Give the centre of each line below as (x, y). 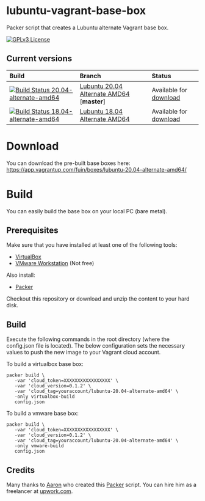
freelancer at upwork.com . (40, 491)
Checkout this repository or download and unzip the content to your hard (98, 299)
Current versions (39, 59)
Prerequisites (32, 231)
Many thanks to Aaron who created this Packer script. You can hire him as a (102, 485)
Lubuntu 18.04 (101, 111)
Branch (91, 76)
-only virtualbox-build (45, 397)
